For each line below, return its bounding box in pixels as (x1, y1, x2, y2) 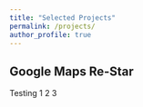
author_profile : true (9, 30, 92, 39)
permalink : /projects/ (9, 22, 96, 31)
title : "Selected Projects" (9, 13, 117, 23)
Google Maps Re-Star (9, 63, 134, 79)
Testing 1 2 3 (9, 88, 57, 99)
